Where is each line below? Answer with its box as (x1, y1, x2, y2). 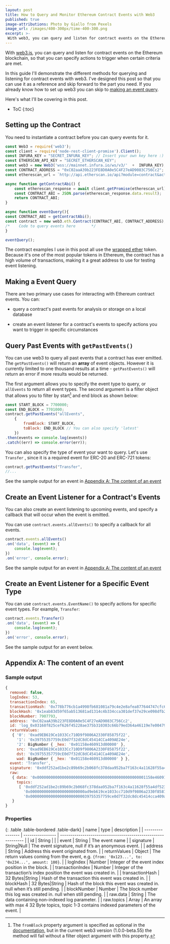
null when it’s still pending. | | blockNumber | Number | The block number (5, 886, 158, 892)
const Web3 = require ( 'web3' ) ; (5, 144, 71, 149)
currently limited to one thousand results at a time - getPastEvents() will (5, 366, 155, 372)
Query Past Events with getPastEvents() (5, 341, 133, 350)
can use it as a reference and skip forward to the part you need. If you (5, 81, 151, 87)
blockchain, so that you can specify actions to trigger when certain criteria (5, 55, 160, 61)
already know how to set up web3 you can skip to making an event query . (5, 86, 159, 92)
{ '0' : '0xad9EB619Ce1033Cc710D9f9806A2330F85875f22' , (12, 733, 130, 738)
